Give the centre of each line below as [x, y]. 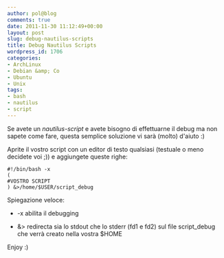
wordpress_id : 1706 [35, 52]
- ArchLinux [24, 64]
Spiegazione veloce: [36, 200]
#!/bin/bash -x [29, 169]
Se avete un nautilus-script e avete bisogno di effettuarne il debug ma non [112, 128]
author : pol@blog [32, 13]
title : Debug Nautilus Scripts [52, 45]
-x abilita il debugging [48, 213]
